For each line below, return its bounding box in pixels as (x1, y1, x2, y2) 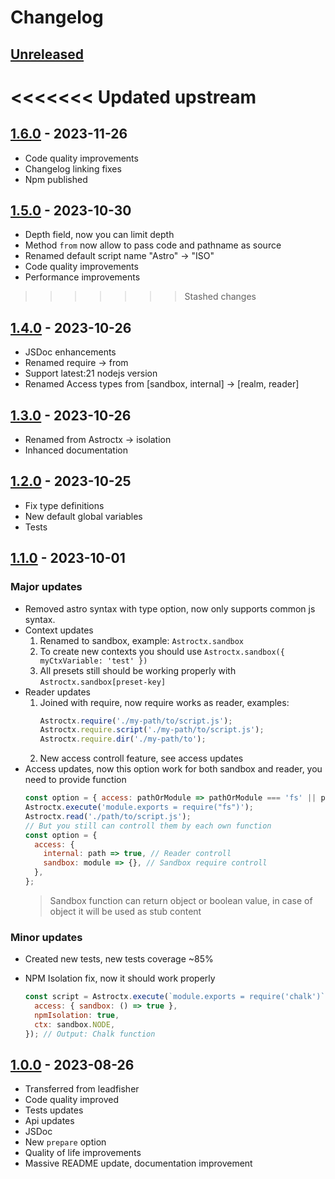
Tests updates (24, 1104, 84, 1116)
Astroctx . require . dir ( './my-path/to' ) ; (39, 734, 207, 745)
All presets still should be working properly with (39, 664, 237, 676)
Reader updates (24, 686, 91, 698)
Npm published (24, 173, 88, 185)
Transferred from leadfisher (24, 1083, 140, 1095)
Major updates (10, 580, 83, 594)
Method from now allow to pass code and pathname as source (24, 239, 282, 251)
